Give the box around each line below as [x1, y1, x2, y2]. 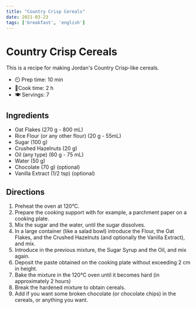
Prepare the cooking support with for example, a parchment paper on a [14, 208, 187, 215]
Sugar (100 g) [14, 139, 48, 146]
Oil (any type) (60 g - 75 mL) [14, 151, 84, 158]
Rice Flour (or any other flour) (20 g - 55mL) [14, 132, 121, 139]
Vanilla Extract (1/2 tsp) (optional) [14, 170, 95, 177]
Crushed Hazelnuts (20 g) [14, 145, 77, 152]
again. [14, 252, 30, 260]
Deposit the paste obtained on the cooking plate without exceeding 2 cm [14, 258, 191, 265]
